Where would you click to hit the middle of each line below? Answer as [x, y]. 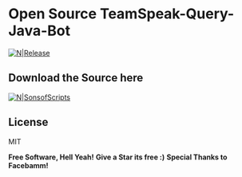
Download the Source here [76, 78]
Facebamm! [29, 165]
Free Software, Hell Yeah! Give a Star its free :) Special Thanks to [118, 157]
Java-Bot [39, 31]
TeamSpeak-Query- [167, 14]
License [28, 122]
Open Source [53, 14]
